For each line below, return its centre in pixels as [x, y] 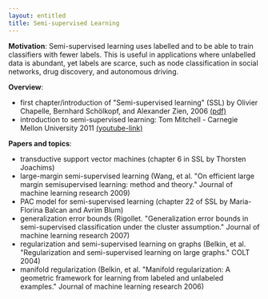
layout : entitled [37, 16]
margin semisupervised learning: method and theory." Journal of [126, 184]
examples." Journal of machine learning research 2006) [112, 286]
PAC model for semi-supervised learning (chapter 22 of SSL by [124, 201]
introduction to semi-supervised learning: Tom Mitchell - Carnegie [129, 119]
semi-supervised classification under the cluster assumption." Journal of [140, 227]
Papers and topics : [40, 143]
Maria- [240, 201]
